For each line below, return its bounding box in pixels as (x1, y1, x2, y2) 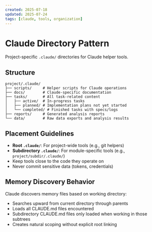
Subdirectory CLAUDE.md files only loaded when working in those (12, 211, 148, 217)
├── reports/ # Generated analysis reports (5, 112, 105, 116)
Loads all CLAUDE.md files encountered (12, 205, 94, 211)
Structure (5, 68, 36, 77)
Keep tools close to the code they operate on (12, 158, 104, 164)
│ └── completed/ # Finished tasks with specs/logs (5, 107, 118, 113)
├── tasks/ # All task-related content (5, 94, 100, 99)
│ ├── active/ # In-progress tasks (5, 99, 85, 104)
